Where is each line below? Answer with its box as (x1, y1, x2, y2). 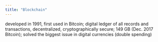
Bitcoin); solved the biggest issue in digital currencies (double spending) (5, 31, 152, 37)
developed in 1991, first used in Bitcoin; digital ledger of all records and (5, 21, 149, 27)
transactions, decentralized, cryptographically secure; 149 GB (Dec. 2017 (5, 26, 154, 32)
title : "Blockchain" (5, 7, 48, 12)
